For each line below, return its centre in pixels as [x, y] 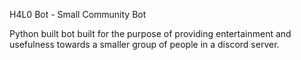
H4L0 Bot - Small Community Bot [78, 14]
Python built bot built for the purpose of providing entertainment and [150, 33]
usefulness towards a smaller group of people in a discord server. [144, 44]
